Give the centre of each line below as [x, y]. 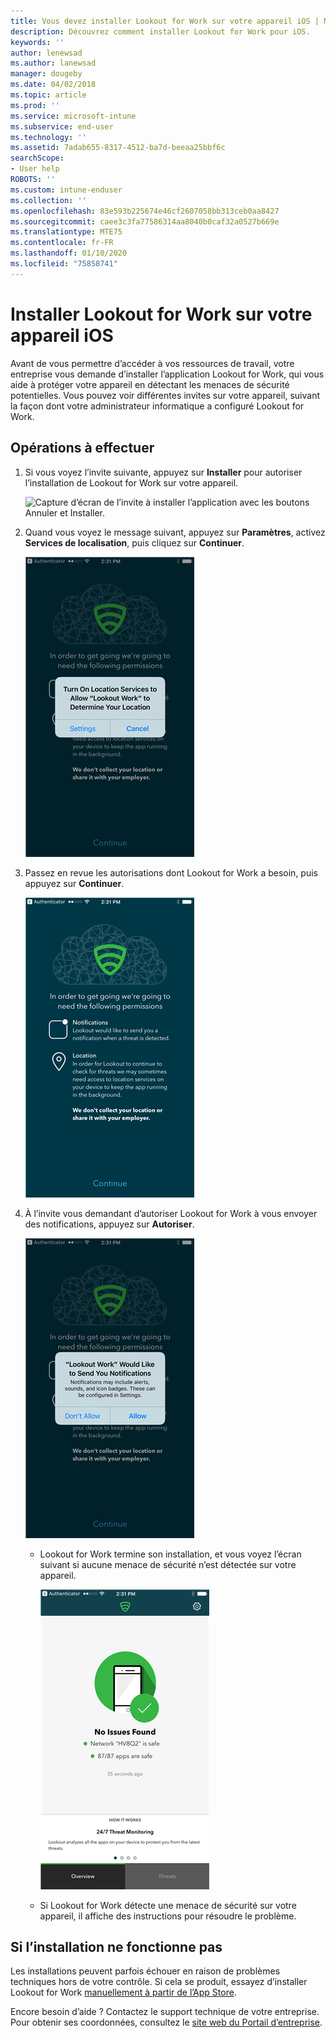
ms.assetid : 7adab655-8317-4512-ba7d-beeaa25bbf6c [118, 148]
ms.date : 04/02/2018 [53, 85]
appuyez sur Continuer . [74, 883]
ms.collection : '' [48, 200]
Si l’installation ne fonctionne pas [116, 1946]
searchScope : [37, 158]
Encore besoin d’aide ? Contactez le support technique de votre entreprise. [165, 2012]
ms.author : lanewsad [53, 63]
